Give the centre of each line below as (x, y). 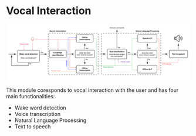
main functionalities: (31, 97)
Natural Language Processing (50, 120)
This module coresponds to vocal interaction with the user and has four (92, 90)
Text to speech (33, 127)
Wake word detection (40, 108)
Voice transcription (38, 114)
